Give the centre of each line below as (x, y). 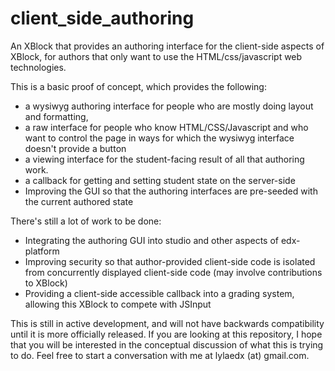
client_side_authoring (102, 18)
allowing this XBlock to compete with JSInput (118, 304)
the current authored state (79, 201)
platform (42, 251)
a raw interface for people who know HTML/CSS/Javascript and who (166, 127)
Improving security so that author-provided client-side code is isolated (170, 261)
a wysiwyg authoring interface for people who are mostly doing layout (169, 106)
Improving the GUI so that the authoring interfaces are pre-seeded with (171, 191)
